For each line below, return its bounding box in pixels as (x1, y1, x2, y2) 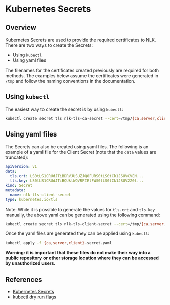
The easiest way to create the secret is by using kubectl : (5, 106, 123, 112)
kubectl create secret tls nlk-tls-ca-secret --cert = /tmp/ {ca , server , (5, 116, 157, 121)
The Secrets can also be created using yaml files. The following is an (5, 143, 149, 150)
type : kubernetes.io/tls (5, 197, 58, 202)
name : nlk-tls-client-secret (10, 192, 71, 197)
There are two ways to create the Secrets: (5, 42, 93, 48)
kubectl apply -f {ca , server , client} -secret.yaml (5, 241, 112, 246)
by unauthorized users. (5, 260, 56, 266)
